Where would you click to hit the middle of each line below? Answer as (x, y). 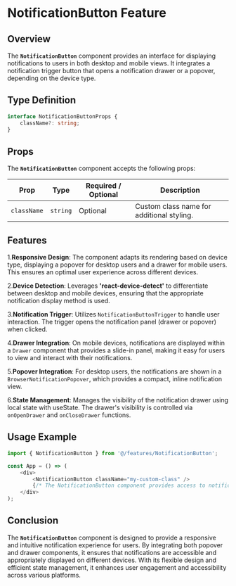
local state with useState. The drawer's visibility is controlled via (100, 408)
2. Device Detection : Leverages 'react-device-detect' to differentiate (108, 286)
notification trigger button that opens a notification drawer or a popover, (111, 71)
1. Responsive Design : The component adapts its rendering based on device (118, 257)
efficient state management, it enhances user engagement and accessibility (117, 567)
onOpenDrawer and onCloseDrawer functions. (69, 415)
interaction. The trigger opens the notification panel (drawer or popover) (112, 322)
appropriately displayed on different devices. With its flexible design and (112, 560)
